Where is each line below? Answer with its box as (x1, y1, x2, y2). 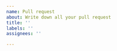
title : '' (6, 20, 31, 26)
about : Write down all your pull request (6, 14, 112, 20)
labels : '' (6, 25, 34, 31)
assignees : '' (6, 31, 42, 37)
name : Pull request (6, 8, 55, 15)
